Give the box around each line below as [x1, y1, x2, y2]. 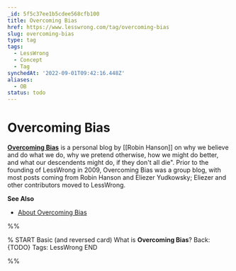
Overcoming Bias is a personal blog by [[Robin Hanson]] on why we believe [7, 143, 229, 152]
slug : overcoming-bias [7, 30, 74, 38]
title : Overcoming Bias [7, 17, 78, 24]
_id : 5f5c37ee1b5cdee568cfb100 [7, 10, 100, 18]
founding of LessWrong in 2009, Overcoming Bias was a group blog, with [7, 166, 221, 174]
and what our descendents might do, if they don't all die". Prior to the [7, 158, 209, 167]
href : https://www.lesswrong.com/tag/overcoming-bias [7, 23, 170, 30]
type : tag [7, 37, 37, 44]
